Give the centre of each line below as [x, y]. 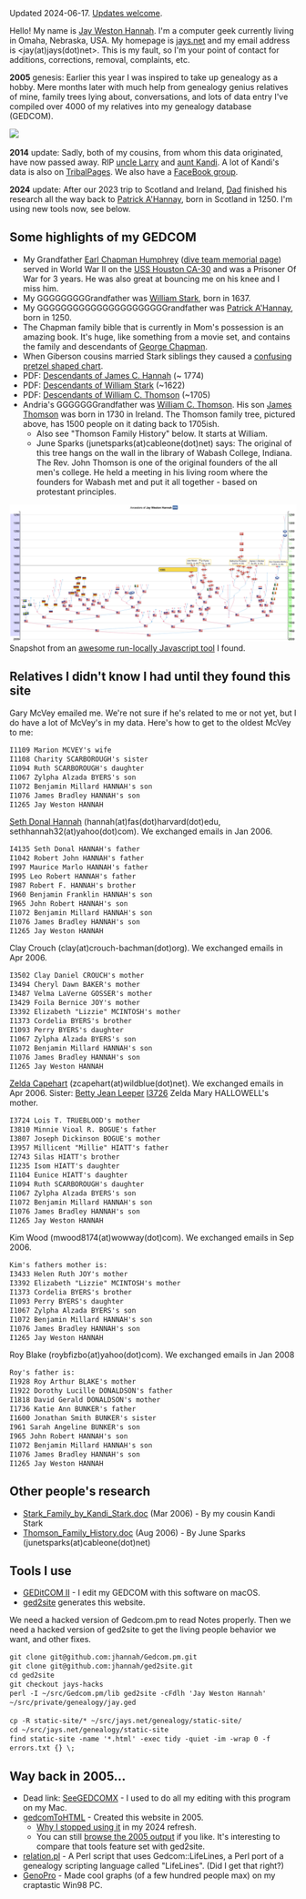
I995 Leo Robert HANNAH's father [73, 876]
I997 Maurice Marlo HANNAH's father [79, 867]
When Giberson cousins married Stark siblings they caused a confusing [157, 356]
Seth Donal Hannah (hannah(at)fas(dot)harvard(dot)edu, [115, 821]
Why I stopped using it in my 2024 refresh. [117, 1827]
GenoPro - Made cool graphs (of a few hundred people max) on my [149, 1875]
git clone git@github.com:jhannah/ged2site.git [102, 1666]
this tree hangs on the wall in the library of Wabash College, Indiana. [164, 452]
